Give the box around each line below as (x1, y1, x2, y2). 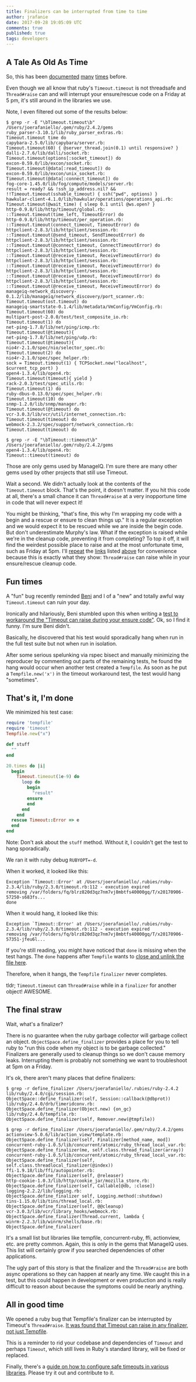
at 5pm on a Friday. (6, 1063, 52, 1070)
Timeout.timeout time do (6, 135, 66, 140)
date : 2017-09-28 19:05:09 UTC (6, 19, 82, 25)
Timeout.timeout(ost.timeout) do (6, 299, 87, 304)
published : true (6, 30, 45, 36)
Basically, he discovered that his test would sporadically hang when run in (6, 633, 184, 641)
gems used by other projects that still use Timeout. (6, 469, 128, 476)
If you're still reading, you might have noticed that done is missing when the (6, 947, 187, 954)
